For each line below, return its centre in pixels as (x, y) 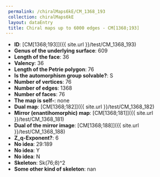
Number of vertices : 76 (42, 82)
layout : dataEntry (30, 22)
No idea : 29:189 (33, 144)
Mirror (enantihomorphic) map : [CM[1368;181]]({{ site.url (84, 113)
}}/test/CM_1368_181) (39, 119)
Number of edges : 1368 (43, 88)
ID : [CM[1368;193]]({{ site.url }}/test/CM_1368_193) (75, 45)
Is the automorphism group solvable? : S (64, 76)
